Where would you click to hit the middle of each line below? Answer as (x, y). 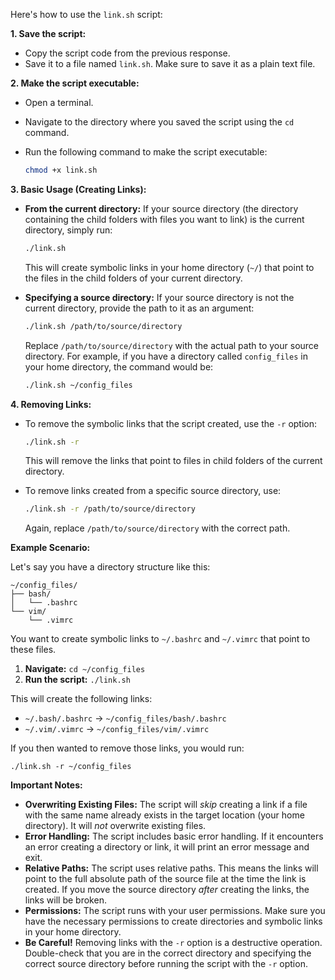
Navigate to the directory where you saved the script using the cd (159, 122)
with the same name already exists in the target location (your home (164, 815)
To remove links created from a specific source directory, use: (153, 491)
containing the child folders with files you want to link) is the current (164, 219)
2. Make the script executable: (75, 83)
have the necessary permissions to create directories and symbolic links (173, 921)
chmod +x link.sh (61, 170)
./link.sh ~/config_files (78, 385)
